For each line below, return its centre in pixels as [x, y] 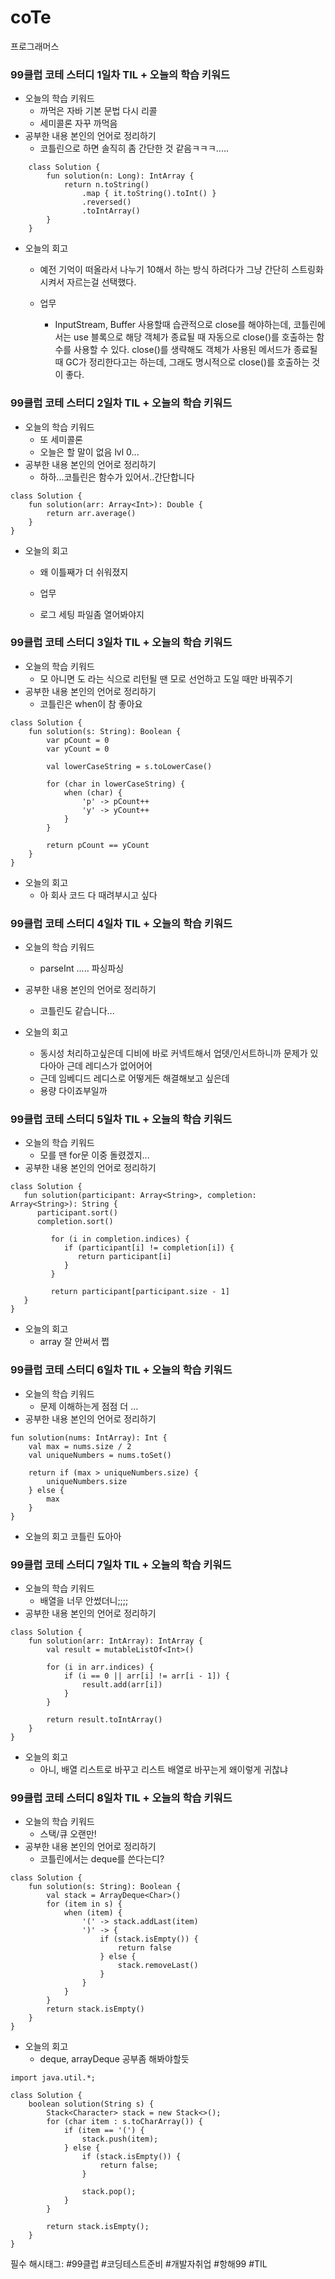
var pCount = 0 [78, 740]
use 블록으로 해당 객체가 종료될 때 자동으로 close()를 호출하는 [194, 337]
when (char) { [93, 792]
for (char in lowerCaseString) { [116, 784]
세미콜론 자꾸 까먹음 [78, 123]
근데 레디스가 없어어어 [109, 1066]
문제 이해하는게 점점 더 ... [89, 1406]
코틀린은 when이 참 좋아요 [91, 703]
